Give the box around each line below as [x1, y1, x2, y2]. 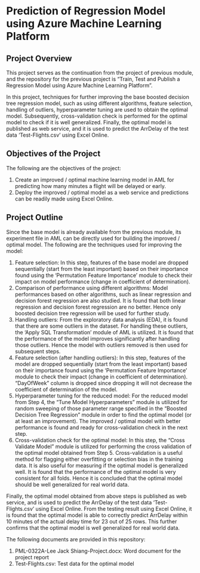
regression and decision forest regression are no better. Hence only [14, 303, 181, 310]
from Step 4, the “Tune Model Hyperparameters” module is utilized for [14, 398, 188, 405]
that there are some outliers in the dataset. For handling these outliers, [14, 322, 188, 329]
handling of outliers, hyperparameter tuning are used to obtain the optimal [6, 106, 188, 113]
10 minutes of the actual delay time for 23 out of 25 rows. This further [6, 517, 177, 525]
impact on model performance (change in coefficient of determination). [14, 278, 190, 285]
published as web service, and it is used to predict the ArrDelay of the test [6, 125, 189, 132]
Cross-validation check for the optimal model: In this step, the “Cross [14, 436, 185, 443]
